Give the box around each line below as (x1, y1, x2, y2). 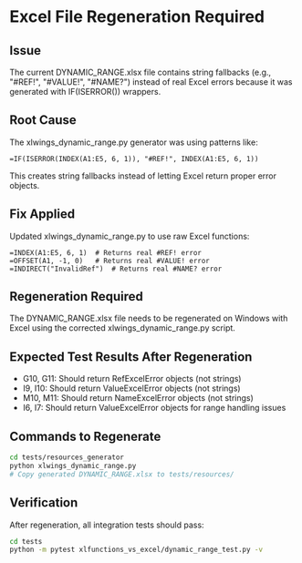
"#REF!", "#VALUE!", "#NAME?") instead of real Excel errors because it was (9, 77, 293, 87)
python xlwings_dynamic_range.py (9, 461, 137, 470)
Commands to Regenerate (9, 428, 161, 444)
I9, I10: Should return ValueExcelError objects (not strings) (22, 383, 241, 394)
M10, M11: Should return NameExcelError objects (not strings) (22, 393, 254, 404)
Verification (9, 495, 78, 511)
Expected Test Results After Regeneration (9, 349, 253, 364)
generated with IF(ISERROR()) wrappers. (9, 87, 161, 97)
